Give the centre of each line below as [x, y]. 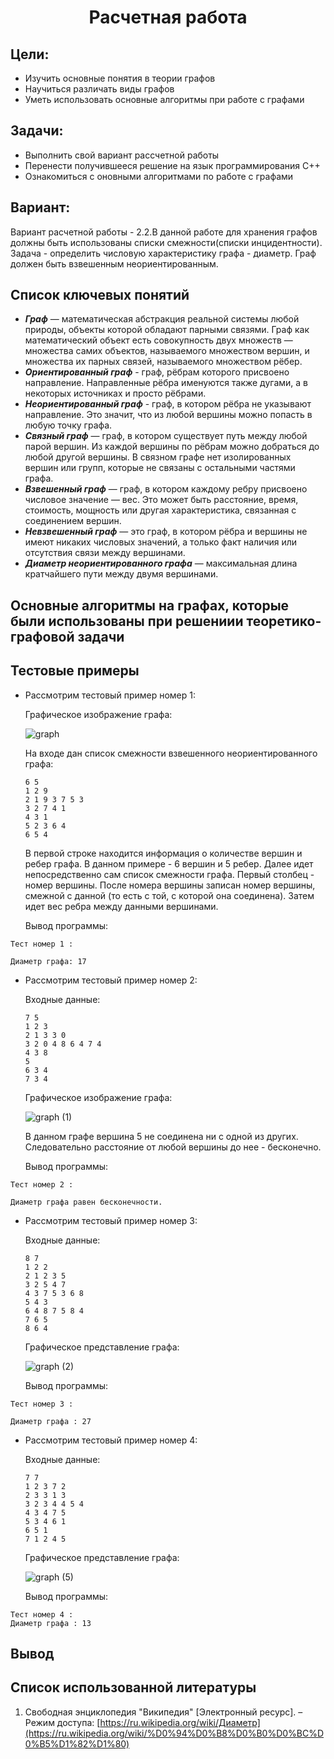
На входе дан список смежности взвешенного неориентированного [171, 753]
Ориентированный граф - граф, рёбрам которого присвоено [157, 372]
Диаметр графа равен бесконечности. [86, 1202]
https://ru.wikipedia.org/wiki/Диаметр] [180, 1722]
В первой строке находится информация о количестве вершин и [163, 853]
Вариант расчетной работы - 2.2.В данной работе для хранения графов [164, 232]
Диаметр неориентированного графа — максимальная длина [161, 563]
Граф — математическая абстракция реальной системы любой [162, 319]
